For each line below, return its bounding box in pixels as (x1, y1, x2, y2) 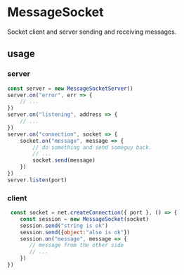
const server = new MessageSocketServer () (7, 85, 133, 92)
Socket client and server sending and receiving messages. (7, 27, 177, 36)
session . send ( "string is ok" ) (20, 222, 109, 229)
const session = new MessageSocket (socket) (20, 215, 150, 222)
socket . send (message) (32, 157, 96, 164)
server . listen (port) (7, 177, 68, 184)
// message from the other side (29, 242, 124, 249)
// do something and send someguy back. (32, 143, 152, 151)
